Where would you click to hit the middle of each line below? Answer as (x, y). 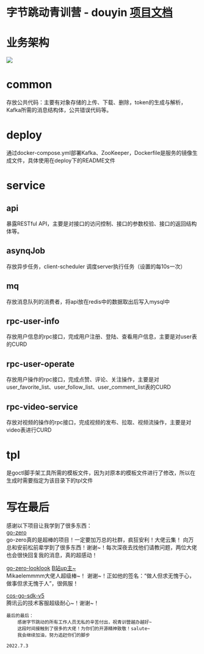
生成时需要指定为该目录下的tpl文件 (50, 480)
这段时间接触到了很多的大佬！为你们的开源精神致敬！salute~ (84, 628)
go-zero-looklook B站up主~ (41, 568)
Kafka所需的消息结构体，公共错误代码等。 (59, 110)
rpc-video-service (42, 407)
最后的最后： (20, 615)
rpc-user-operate (41, 364)
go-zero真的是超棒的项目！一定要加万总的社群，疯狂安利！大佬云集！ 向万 (100, 539)
